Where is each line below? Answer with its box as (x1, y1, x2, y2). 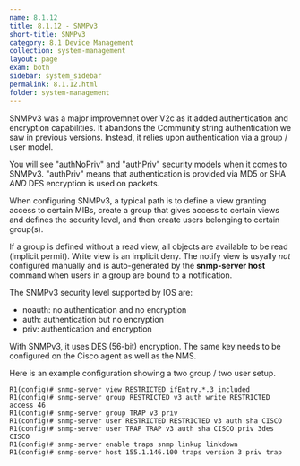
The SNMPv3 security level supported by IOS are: (9, 287, 193, 298)
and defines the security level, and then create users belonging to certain (9, 214, 280, 225)
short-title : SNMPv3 (9, 30, 87, 39)
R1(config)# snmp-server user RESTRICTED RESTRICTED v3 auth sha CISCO (9, 416, 282, 426)
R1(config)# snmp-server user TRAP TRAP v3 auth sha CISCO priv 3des (9, 424, 275, 433)
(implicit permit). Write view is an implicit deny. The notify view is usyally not (9, 250, 291, 261)
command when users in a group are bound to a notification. (9, 270, 233, 280)
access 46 (9, 401, 47, 410)
